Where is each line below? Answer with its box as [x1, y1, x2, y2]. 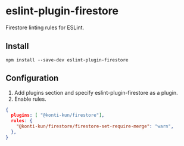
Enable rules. [14, 95, 46, 102]
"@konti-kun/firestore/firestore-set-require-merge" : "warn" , [16, 123, 174, 129]
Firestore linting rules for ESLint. [5, 24, 85, 31]
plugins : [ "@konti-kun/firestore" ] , [11, 112, 105, 119]
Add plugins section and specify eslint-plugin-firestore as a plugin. [14, 89, 178, 96]
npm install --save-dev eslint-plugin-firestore [5, 57, 129, 63]
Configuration [5, 73, 59, 83]
